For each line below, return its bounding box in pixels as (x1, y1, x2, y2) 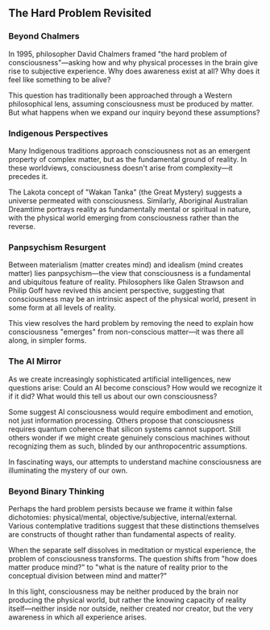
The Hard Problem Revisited (8, 6, 152, 20)
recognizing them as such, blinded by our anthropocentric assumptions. (8, 441, 247, 451)
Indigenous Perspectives (8, 127, 109, 139)
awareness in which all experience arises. (8, 612, 147, 622)
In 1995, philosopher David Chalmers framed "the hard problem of (8, 48, 227, 59)
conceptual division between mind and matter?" (8, 570, 168, 580)
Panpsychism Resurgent (8, 241, 106, 252)
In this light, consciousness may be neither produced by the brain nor (8, 586, 239, 596)
